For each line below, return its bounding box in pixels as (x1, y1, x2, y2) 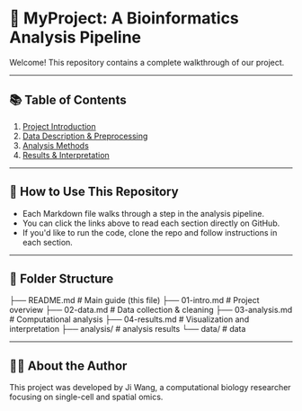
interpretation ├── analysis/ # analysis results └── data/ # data (9, 324, 246, 335)
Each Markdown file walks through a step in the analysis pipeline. (22, 208, 265, 219)
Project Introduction (22, 121, 96, 131)
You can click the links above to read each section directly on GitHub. (22, 218, 280, 228)
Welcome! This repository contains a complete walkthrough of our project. (9, 57, 285, 67)
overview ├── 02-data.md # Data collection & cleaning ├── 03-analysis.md (9, 305, 293, 316)
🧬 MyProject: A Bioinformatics (9, 8, 240, 29)
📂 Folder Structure (9, 271, 114, 286)
